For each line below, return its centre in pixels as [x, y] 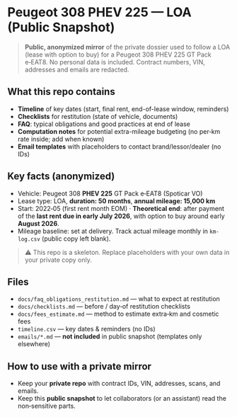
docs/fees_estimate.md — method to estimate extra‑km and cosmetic [118, 314]
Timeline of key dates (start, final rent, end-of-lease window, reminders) [123, 109]
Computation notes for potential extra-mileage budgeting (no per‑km [119, 131]
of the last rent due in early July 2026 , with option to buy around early [121, 216]
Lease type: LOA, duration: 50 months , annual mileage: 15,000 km [116, 201]
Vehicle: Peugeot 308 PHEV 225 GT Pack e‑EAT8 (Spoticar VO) [110, 193]
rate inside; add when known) [61, 139]
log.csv [29, 239]
